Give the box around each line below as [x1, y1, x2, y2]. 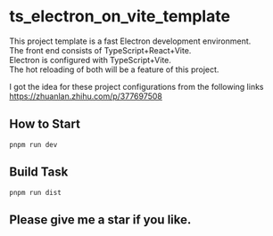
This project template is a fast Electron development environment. [9, 36, 252, 46]
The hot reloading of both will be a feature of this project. [9, 64, 219, 75]
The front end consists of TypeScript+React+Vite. [9, 45, 192, 55]
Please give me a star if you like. [9, 212, 192, 227]
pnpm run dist [9, 188, 62, 197]
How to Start [9, 117, 80, 132]
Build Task [9, 165, 69, 180]
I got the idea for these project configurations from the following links [9, 81, 264, 92]
